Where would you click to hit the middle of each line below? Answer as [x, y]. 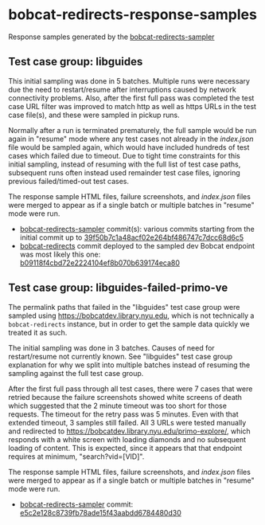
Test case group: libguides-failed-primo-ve [118, 288]
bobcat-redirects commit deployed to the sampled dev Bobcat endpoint [137, 245]
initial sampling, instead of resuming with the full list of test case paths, [125, 164]
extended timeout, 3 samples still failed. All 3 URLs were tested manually [127, 422]
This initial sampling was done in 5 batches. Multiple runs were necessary [129, 80]
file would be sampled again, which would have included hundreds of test [129, 147]
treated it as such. [38, 332]
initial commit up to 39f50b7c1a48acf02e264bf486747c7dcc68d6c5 [132, 237]
